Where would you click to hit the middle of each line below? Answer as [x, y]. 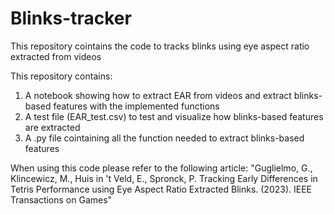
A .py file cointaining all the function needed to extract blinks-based [164, 138]
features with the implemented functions [136, 106]
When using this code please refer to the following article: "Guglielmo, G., [161, 168]
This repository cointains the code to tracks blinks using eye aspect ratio [160, 46]
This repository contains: [61, 76]
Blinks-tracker [71, 18]
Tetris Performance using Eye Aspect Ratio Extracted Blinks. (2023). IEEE [161, 189]
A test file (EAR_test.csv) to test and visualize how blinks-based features [174, 116]
